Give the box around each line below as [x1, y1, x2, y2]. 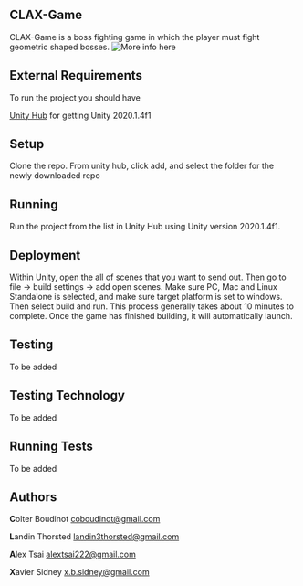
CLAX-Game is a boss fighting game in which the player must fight [9, 31, 260, 42]
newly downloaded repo [9, 170, 100, 181]
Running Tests [9, 439, 93, 454]
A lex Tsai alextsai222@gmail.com [9, 549, 137, 560]
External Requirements [9, 68, 143, 83]
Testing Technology [9, 388, 126, 403]
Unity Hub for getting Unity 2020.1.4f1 [9, 110, 151, 121]
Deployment [9, 247, 81, 263]
